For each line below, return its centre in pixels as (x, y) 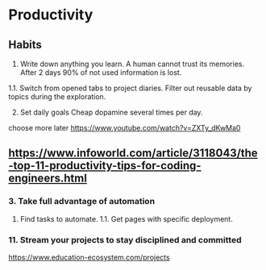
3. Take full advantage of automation (82, 201)
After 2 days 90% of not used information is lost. (101, 73)
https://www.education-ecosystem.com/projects (89, 257)
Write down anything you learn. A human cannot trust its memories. (132, 64)
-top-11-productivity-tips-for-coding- (105, 166)
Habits (25, 45)
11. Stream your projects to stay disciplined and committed (125, 239)
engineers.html (48, 179)
